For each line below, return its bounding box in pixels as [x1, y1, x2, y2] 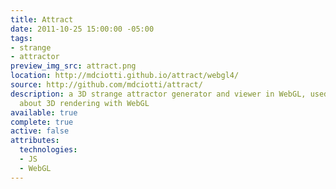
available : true [10, 107, 78, 118]
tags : [10, 33, 33, 43]
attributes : [10, 136, 60, 146]
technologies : [19, 145, 78, 155]
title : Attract [10, 14, 74, 25]
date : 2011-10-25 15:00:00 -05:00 [10, 24, 155, 34]
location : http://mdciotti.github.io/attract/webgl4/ [10, 71, 240, 81]
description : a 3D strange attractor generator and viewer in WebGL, [10, 89, 307, 99]
